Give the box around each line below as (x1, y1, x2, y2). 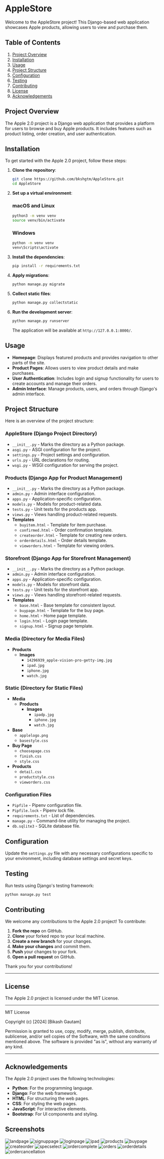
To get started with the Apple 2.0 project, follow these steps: (5, 158, 127, 164)
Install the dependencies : (12, 254, 65, 260)
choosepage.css (19, 749, 50, 753)
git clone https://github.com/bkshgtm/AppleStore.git (12, 177, 124, 182)
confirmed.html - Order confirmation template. (19, 527, 113, 533)
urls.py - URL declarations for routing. (12, 457, 90, 463)
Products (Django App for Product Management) (5, 474, 123, 481)
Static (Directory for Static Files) (5, 684, 83, 691)
